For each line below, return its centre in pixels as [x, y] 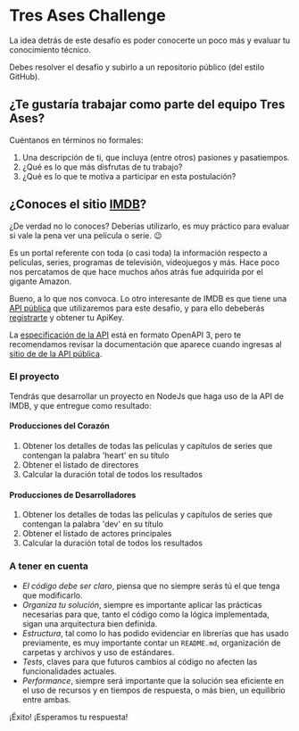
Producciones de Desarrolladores [73, 494]
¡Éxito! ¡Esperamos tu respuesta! [69, 717]
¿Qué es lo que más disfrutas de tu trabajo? [102, 167]
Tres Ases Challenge [88, 16]
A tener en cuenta [49, 566]
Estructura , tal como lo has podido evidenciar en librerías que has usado [155, 633]
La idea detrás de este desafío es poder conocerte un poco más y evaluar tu [150, 40]
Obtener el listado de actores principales [97, 534]
